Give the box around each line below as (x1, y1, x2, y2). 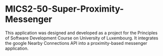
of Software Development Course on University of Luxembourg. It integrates (5, 35, 159, 41)
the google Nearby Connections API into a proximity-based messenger (5, 40, 147, 46)
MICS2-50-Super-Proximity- (5, 3, 124, 15)
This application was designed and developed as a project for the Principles (5, 30, 158, 36)
